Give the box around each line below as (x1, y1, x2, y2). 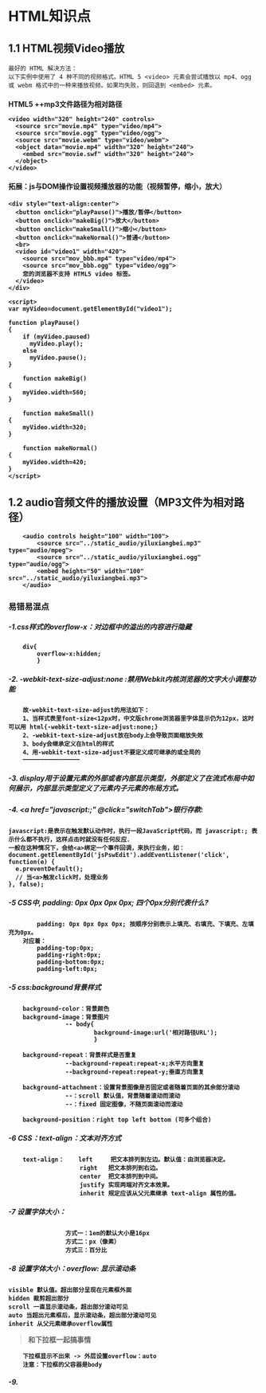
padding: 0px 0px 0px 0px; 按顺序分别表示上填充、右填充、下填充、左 (37, 920, 248, 928)
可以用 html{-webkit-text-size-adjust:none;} (8, 723, 158, 731)
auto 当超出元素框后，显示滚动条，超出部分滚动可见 (8, 1311, 157, 1319)
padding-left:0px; (37, 965, 98, 972)
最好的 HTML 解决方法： (8, 65, 78, 72)
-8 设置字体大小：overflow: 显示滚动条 (8, 1264, 136, 1274)
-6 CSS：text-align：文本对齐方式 (8, 1133, 122, 1143)
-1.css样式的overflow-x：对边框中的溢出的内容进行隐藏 (8, 622, 193, 632)
